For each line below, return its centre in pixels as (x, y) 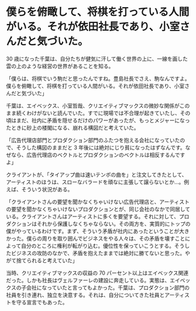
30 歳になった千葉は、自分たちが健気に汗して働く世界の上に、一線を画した (97, 59)
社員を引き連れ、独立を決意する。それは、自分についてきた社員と (85, 295)
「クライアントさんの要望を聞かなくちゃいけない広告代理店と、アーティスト (98, 202)
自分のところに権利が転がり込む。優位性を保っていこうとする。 (97, 246)
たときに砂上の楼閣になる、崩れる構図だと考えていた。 (73, 127)
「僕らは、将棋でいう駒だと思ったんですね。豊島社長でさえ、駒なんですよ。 (98, 78)
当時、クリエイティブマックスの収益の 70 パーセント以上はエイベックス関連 (97, 273)
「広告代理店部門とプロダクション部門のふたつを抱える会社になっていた (93, 140)
